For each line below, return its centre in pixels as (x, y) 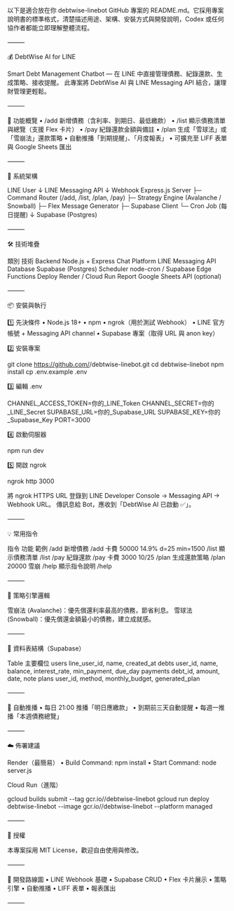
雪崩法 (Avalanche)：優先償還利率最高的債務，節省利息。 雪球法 (100, 610)
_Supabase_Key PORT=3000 (49, 420)
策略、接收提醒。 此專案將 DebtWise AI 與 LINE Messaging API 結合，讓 (117, 82)
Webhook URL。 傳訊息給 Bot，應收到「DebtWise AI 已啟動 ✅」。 (101, 504)
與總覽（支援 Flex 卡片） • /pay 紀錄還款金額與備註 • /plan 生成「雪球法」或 (117, 129)
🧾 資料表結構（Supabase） (46, 648)
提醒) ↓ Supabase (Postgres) (55, 215)
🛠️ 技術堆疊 (23, 244)
